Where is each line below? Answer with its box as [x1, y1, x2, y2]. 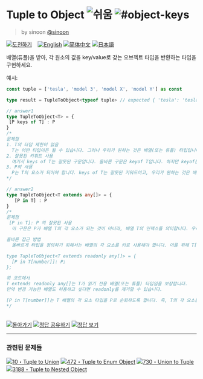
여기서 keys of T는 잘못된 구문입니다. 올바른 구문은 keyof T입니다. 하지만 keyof [11, 158, 195, 164]
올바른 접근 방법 [6, 236, 41, 243]
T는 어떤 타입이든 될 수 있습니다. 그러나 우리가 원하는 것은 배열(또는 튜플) [11, 147, 176, 154]
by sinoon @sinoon [21, 28, 69, 36]
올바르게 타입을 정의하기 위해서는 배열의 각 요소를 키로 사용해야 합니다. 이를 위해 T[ [11, 242, 198, 248]
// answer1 [6, 108, 34, 114]
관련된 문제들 [6, 343, 42, 352]
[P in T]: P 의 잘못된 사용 [8, 220, 72, 226]
